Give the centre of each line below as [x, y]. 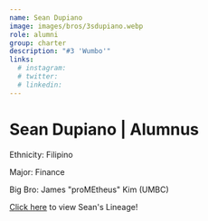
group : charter [38, 43]
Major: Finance [37, 171]
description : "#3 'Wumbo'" [60, 51]
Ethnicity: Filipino [42, 154]
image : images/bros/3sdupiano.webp [76, 26]
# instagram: [42, 69]
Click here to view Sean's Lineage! [74, 207]
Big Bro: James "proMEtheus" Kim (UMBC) [89, 189]
